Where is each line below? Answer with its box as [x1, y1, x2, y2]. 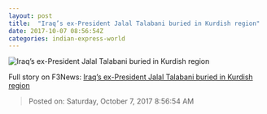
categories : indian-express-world [8, 34, 126, 43]
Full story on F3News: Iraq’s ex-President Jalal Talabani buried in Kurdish [8, 72, 254, 82]
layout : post [8, 11, 53, 20]
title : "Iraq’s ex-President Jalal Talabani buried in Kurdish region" [8, 19, 260, 27]
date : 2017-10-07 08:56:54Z [8, 27, 104, 35]
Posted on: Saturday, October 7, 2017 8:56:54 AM [28, 96, 195, 106]
